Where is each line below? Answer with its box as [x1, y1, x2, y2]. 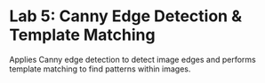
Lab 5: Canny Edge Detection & [9, 6, 243, 26]
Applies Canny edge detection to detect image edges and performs [9, 54, 256, 64]
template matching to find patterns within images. [9, 64, 191, 74]
